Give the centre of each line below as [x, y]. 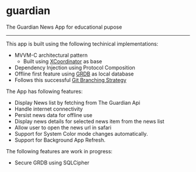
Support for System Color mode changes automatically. [81, 133]
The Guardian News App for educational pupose [64, 27]
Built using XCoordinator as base [62, 61]
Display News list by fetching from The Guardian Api [77, 102]
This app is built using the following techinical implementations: [82, 44]
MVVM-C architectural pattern [51, 55]
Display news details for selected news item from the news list [89, 121]
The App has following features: [44, 91]
